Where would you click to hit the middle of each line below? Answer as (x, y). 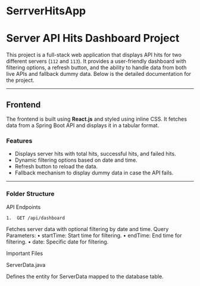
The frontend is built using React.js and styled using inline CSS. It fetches (97, 119)
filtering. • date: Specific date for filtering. (57, 242)
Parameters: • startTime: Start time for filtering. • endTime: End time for (94, 235)
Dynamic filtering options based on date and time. (76, 160)
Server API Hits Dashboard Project (93, 39)
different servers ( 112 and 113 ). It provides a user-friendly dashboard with (96, 61)
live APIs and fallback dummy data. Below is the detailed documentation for (99, 74)
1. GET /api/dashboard (36, 218)
